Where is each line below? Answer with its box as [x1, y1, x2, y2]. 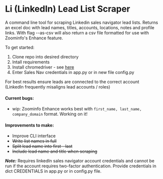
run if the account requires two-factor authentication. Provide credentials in [5, 163, 157, 169]
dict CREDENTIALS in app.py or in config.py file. [5, 168, 102, 174]
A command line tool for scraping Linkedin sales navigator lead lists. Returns [5, 19, 158, 25]
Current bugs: [5, 95, 34, 101]
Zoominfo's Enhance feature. [5, 35, 63, 41]
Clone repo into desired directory [12, 54, 79, 59]
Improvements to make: [5, 122, 54, 128]
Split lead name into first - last [12, 143, 72, 149]
